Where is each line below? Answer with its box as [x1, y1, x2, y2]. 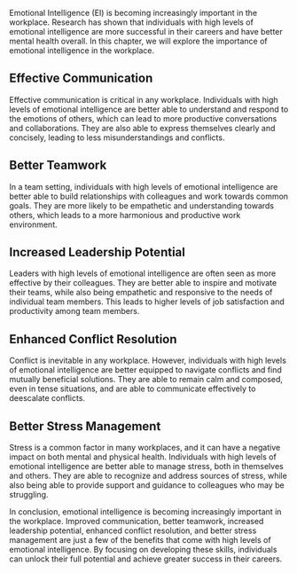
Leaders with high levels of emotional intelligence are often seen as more [9, 268, 277, 279]
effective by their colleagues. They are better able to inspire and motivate [9, 278, 277, 288]
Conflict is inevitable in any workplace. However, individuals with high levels [9, 355, 286, 366]
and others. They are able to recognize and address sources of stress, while [9, 470, 288, 482]
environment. [9, 219, 58, 230]
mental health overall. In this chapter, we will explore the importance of [9, 35, 268, 46]
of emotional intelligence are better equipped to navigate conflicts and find [9, 365, 282, 375]
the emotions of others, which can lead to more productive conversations [9, 113, 277, 123]
